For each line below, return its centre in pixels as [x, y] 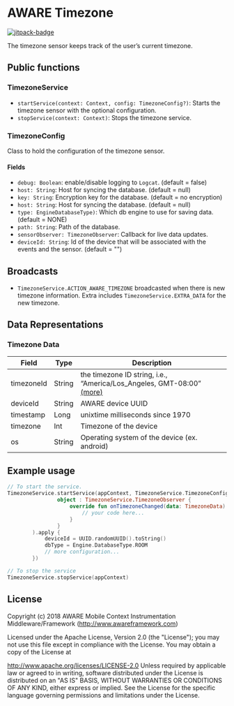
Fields [16, 167]
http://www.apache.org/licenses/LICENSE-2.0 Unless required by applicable [117, 665]
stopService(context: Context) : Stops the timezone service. [104, 117]
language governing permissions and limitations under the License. [103, 695]
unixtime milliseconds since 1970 [135, 415]
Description [152, 362]
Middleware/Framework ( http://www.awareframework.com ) [93, 624]
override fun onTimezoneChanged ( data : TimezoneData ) [148, 507]
